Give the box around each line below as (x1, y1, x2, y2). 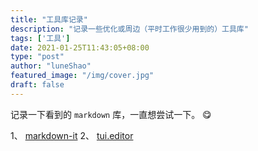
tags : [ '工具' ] (10, 33, 71, 43)
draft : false (10, 80, 65, 90)
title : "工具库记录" (10, 14, 88, 25)
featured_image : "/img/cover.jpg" (10, 71, 155, 81)
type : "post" (10, 52, 65, 62)
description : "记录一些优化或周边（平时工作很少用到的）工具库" (10, 24, 249, 34)
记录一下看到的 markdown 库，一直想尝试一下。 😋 (10, 108, 212, 120)
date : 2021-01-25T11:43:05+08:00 (10, 42, 150, 53)
